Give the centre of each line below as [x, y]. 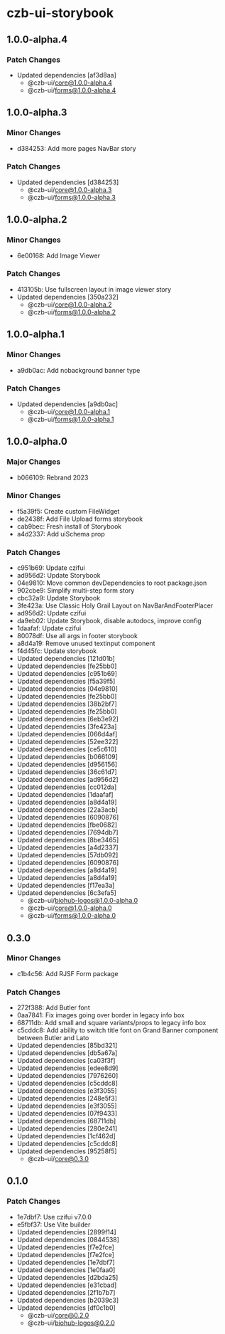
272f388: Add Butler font [53, 1007]
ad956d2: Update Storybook [59, 576]
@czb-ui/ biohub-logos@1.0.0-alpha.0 [83, 901]
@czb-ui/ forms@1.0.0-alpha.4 [72, 90]
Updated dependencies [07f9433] [67, 1113]
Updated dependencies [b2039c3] [68, 1300]
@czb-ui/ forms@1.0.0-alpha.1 [71, 419]
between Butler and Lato [53, 1038]
